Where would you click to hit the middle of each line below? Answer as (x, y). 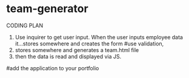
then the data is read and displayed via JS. (68, 56)
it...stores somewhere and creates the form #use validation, (89, 44)
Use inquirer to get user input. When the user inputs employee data (99, 37)
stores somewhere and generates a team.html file (77, 50)
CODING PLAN (25, 25)
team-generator (48, 9)
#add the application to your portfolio (53, 68)
